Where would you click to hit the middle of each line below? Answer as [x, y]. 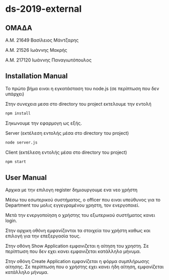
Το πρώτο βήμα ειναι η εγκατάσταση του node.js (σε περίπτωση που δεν [82, 88]
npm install [18, 113]
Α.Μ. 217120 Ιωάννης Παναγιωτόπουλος [49, 60]
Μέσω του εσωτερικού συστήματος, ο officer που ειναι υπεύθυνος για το [83, 200]
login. [11, 221]
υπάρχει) [15, 94]
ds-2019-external [44, 9]
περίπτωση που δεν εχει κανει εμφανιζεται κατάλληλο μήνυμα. [73, 251]
